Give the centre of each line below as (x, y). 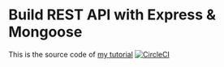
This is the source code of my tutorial (71, 54)
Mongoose (45, 32)
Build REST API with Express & (112, 15)
